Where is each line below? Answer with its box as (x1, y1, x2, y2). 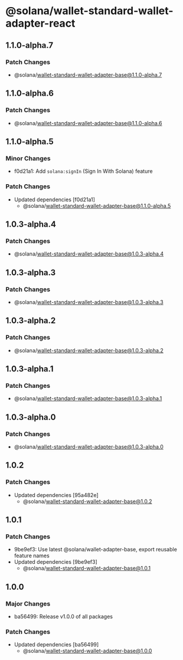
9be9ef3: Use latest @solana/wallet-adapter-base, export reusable (14, 546, 178, 553)
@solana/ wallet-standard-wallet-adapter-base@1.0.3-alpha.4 (14, 250, 164, 257)
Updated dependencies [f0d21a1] (14, 196, 95, 203)
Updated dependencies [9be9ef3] (14, 558, 98, 566)
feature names (14, 552, 50, 559)
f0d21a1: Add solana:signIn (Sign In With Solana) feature (14, 168, 153, 175)
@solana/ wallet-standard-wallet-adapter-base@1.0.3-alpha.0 (14, 443, 164, 450)
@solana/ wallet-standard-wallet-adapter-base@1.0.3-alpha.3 (14, 298, 164, 305)
